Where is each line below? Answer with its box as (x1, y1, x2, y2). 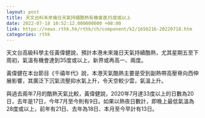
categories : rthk (6, 32, 51, 38)
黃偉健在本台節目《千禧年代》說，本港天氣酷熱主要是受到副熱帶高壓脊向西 (6, 69, 193, 77)
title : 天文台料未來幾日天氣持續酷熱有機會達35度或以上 (6, 15, 131, 21)
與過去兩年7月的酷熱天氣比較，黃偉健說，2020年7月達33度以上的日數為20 (6, 90, 194, 97)
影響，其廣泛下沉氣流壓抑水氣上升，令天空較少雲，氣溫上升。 (11, 77, 167, 85)
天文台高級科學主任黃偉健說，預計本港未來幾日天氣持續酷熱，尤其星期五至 (6, 49, 193, 57)
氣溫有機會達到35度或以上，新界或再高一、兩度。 (22, 57, 146, 64)
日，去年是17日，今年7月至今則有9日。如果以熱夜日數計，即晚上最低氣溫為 (6, 98, 195, 105)
